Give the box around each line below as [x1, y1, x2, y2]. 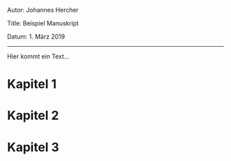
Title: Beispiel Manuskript [7, 19, 79, 27]
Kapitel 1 [7, 76, 57, 92]
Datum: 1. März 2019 [7, 32, 65, 41]
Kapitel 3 [7, 139, 60, 155]
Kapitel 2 [7, 108, 60, 123]
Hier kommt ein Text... [7, 52, 70, 61]
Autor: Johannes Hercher [7, 6, 79, 14]
